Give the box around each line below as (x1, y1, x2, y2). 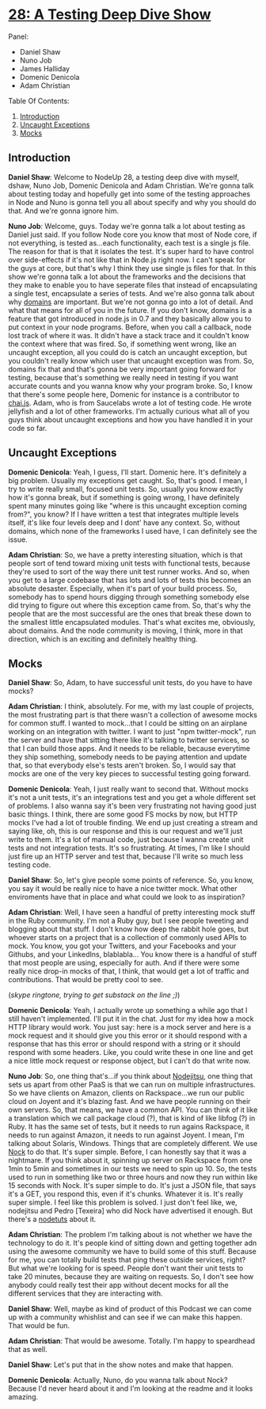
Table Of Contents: (8, 96, 70, 105)
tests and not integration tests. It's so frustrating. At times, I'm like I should (8, 843, 251, 853)
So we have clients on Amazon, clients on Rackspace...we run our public (8, 1088, 245, 1098)
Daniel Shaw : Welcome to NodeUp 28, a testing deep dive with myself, (8, 172, 240, 181)
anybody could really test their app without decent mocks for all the (8, 1281, 229, 1290)
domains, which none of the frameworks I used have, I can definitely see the (8, 526, 257, 535)
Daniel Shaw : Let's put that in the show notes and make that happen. (8, 1360, 234, 1369)
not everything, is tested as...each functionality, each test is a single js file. (8, 238, 251, 247)
